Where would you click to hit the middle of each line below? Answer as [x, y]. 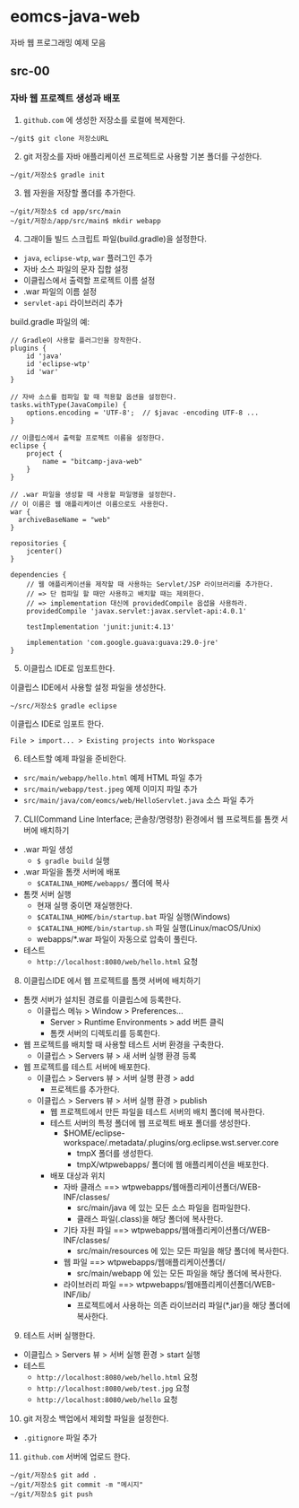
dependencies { [38, 575]
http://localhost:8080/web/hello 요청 [107, 1399]
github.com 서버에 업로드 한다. [77, 1456]
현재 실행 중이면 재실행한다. [84, 905]
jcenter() [45, 551]
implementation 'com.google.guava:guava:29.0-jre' [123, 642]
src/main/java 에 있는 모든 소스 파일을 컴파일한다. [163, 1207]
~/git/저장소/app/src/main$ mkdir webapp [86, 221]
